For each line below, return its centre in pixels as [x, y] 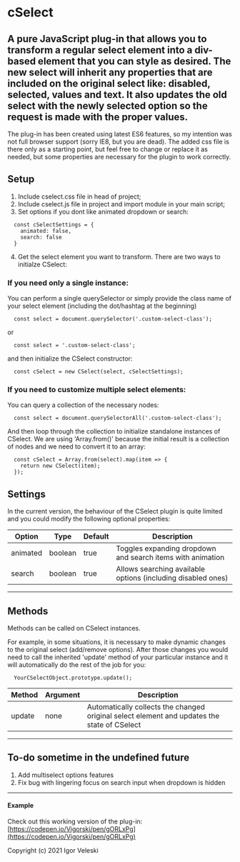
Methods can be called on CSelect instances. [74, 628]
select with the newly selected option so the [108, 105]
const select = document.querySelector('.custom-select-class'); [113, 319]
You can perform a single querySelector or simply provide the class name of [120, 299]
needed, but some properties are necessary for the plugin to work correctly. [119, 157]
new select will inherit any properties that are [110, 72]
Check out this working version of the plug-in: [75, 821]
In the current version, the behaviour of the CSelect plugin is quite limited [115, 511]
